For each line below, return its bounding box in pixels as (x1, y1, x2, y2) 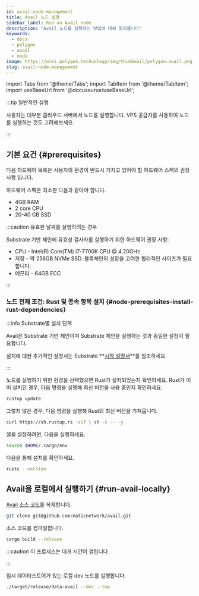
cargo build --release (6, 536, 62, 542)
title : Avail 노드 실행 (6, 14, 60, 20)
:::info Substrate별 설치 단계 (6, 319, 72, 327)
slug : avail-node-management (6, 64, 78, 70)
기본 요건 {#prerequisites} (6, 149, 102, 159)
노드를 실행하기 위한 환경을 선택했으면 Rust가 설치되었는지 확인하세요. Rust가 (6, 377, 185, 384)
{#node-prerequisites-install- (106, 298, 194, 306)
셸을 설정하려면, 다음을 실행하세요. (6, 431, 86, 438)
